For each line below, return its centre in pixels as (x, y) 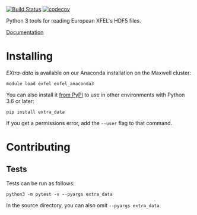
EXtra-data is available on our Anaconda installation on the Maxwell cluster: (99, 73)
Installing (30, 56)
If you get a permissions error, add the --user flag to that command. (89, 123)
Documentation (25, 32)
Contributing (38, 147)
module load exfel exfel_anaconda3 (50, 83)
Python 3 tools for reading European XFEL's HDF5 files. (74, 21)
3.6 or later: (20, 101)
